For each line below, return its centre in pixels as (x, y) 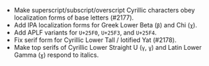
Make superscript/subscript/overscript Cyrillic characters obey (104, 10)
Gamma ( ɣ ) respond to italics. (56, 55)
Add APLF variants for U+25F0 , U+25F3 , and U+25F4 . (85, 32)
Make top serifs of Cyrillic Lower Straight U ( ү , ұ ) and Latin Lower (108, 47)
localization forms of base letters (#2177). (74, 18)
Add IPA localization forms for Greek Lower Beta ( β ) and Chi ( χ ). (106, 25)
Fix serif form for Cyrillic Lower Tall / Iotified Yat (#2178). (95, 40)
